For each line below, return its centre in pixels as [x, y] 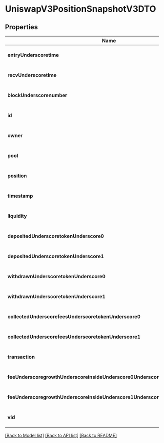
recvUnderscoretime [32, 75]
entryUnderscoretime [33, 55]
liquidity [17, 216]
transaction [21, 357]
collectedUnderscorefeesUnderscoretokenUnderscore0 [74, 317]
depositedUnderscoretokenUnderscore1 [56, 256]
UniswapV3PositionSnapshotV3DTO [81, 9]
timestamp [20, 196]
